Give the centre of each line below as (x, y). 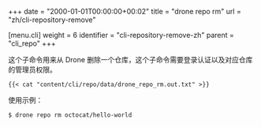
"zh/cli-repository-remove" (52, 20)
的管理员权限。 (32, 69)
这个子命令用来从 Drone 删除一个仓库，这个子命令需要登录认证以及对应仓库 (130, 60)
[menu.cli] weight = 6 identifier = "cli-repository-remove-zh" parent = (121, 35)
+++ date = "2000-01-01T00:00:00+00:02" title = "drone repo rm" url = (125, 11)
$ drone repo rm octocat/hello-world (70, 115)
